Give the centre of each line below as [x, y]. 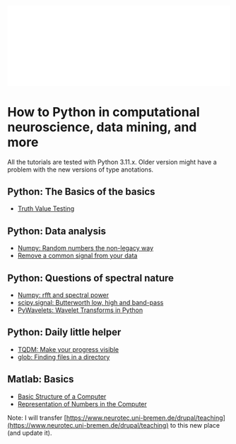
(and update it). [30, 433]
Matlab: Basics [41, 379]
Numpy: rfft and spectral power [63, 295]
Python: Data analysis [57, 231]
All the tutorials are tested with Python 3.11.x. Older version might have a [112, 162]
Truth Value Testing [46, 209]
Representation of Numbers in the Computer [82, 404]
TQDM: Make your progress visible [68, 349]
